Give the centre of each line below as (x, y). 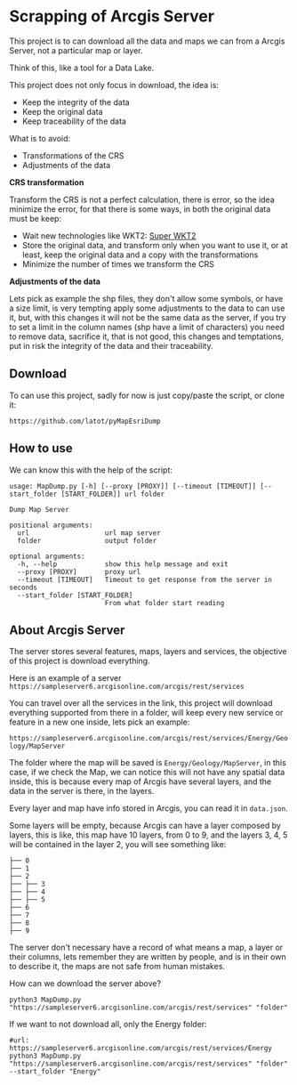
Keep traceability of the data (74, 121)
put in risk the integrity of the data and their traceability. (111, 345)
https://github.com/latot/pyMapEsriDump (85, 421)
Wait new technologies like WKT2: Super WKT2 (109, 235)
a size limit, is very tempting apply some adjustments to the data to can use (147, 308)
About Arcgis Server (67, 630)
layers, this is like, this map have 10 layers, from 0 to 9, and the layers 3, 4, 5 (148, 835)
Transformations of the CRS (73, 155)
